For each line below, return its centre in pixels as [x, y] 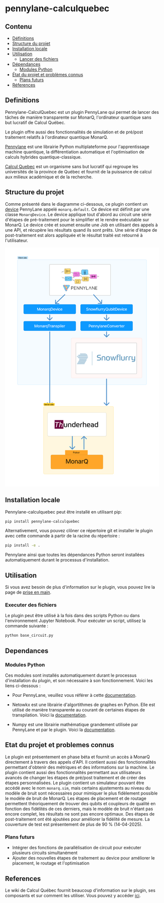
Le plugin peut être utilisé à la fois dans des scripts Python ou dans [72, 616]
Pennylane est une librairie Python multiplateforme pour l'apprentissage [77, 147]
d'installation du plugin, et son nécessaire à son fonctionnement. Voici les [79, 680]
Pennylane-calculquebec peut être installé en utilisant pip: [63, 512]
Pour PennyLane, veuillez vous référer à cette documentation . [74, 695]
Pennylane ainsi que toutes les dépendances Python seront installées [75, 555]
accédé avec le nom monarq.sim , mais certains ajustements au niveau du [78, 788]
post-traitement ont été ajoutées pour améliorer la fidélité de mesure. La [77, 819]
